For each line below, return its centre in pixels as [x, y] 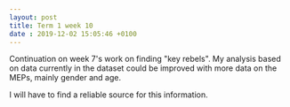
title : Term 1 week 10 [51, 26]
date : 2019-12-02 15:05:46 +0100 [73, 34]
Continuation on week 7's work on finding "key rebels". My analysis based [145, 59]
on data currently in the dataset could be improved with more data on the [143, 68]
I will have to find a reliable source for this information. [109, 95]
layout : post [33, 17]
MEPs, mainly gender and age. [65, 78]
